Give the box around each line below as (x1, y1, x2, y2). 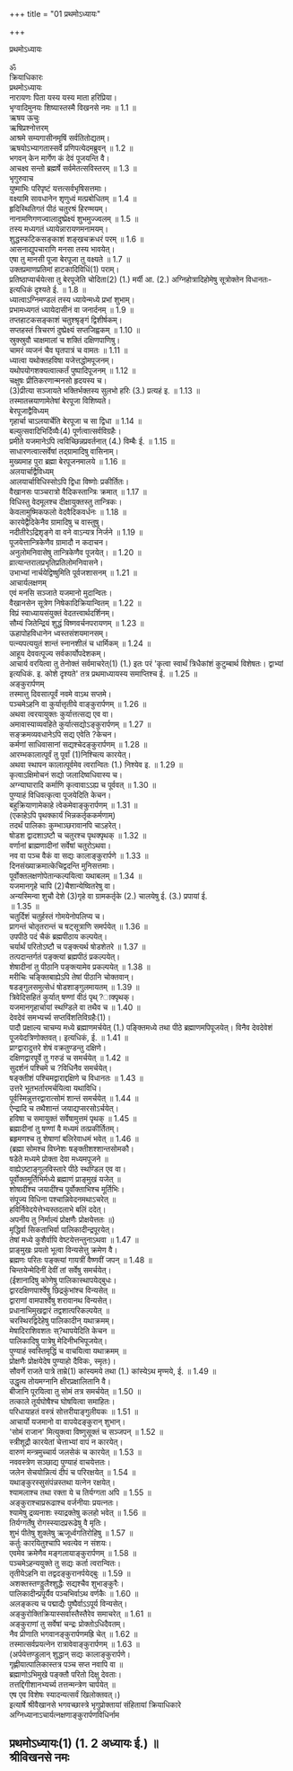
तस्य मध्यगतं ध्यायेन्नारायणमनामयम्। (9, 224, 109, 234)
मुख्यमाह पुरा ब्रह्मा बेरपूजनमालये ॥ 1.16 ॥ (9, 456, 125, 466)
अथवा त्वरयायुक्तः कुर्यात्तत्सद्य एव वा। (9, 709, 114, 719)
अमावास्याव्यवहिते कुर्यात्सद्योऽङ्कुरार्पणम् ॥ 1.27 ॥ (9, 719, 151, 730)
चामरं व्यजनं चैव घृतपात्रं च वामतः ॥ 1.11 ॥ (9, 345, 128, 355)
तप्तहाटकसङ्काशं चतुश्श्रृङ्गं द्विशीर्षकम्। (9, 314, 123, 325)
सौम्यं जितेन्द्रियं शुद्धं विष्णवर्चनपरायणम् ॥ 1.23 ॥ (9, 618, 144, 628)
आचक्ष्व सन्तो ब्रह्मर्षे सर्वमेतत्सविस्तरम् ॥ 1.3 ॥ (9, 163, 137, 173)
